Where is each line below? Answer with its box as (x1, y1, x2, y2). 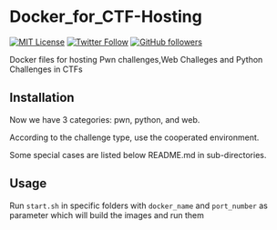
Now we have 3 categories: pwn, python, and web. (9, 114, 200, 125)
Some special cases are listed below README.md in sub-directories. (9, 149, 267, 160)
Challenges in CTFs (9, 64, 84, 75)
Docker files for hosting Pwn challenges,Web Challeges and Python (9, 54, 263, 65)
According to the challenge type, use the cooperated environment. (9, 132, 260, 143)
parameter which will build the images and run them (9, 209, 205, 220)
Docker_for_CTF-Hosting (9, 6, 202, 27)
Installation (9, 90, 75, 105)
